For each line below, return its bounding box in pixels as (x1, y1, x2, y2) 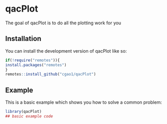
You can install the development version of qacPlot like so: (5, 48, 127, 54)
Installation (5, 34, 41, 43)
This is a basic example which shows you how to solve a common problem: (5, 99, 162, 105)
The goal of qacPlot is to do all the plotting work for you (5, 20, 121, 26)
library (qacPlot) (5, 109, 42, 114)
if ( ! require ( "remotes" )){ (5, 58, 60, 63)
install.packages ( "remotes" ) (5, 62, 67, 67)
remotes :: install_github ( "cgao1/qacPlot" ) (5, 72, 96, 77)
